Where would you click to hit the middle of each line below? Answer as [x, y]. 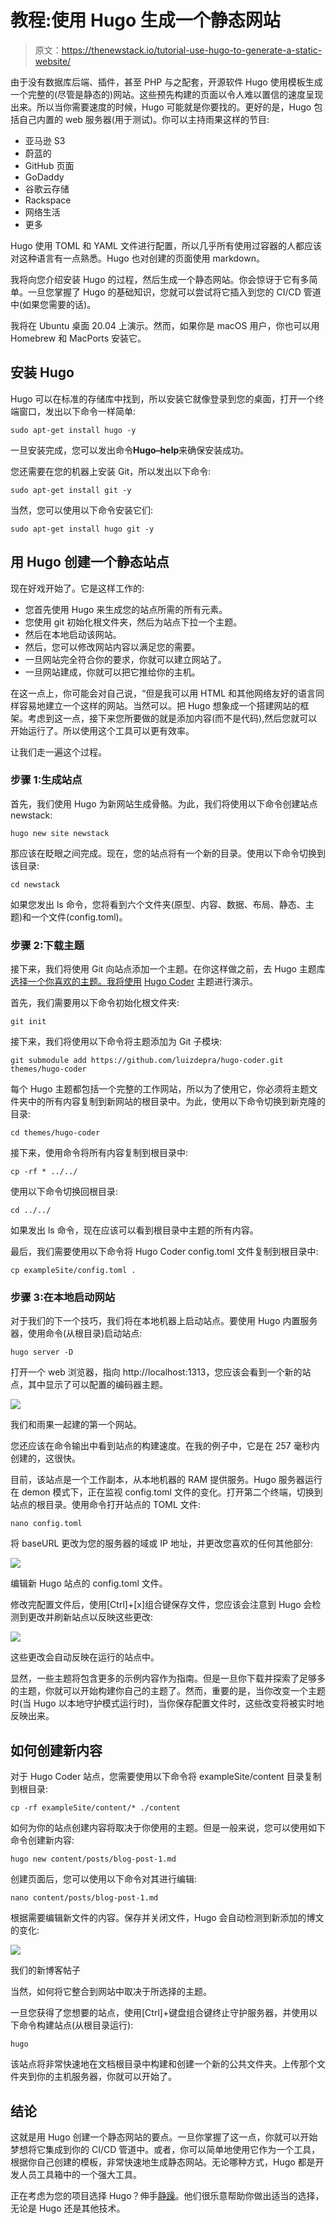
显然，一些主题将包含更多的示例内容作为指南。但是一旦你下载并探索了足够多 [168, 1678]
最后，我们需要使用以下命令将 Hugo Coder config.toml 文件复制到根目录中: [164, 1252]
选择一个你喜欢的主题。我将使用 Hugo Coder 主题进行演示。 [134, 982]
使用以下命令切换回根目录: [64, 1192]
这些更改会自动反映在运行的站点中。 [85, 1657]
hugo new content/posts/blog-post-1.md [93, 1859]
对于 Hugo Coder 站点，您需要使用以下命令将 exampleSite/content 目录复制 [166, 1777]
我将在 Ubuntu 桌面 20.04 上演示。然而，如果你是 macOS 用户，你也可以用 [165, 325]
